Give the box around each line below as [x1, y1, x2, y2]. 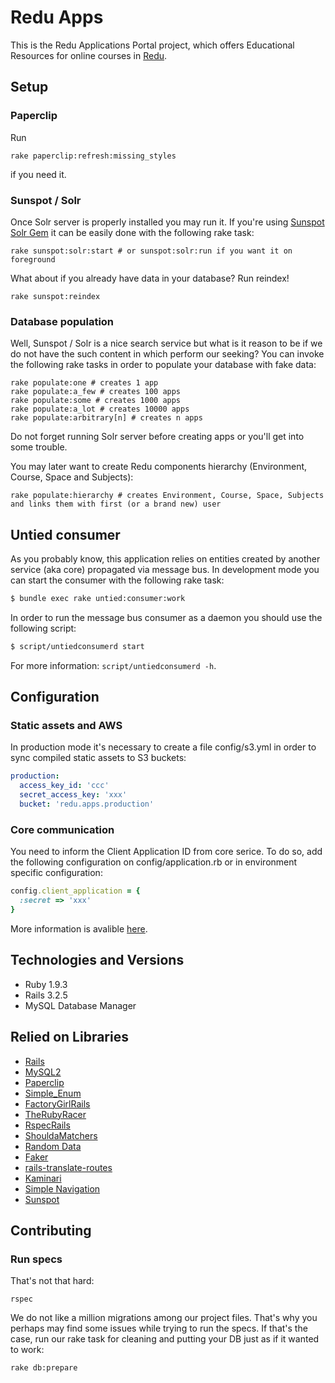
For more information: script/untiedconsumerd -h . [10, 659, 217, 671]
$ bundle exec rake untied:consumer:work [10, 594, 186, 604]
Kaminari [24, 1172, 62, 1184]
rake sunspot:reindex [10, 291, 101, 301]
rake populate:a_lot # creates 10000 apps [10, 404, 190, 415]
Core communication [10, 822, 115, 836]
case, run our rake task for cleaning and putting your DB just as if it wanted [10, 1333, 320, 1345]
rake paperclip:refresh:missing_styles [10, 151, 177, 161]
